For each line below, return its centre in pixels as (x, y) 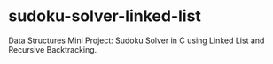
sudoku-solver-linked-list (105, 16)
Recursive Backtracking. (53, 49)
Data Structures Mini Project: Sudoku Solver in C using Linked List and (136, 40)
